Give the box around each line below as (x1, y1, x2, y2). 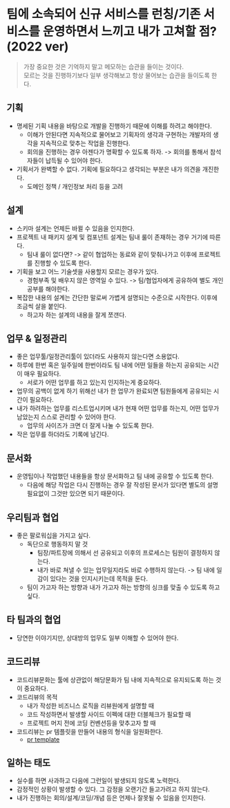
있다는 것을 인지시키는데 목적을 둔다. (50, 575, 148, 582)
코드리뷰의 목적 (16, 692, 58, 701)
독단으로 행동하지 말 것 (26, 540, 88, 548)
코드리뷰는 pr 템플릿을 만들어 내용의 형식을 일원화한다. (16, 727, 163, 735)
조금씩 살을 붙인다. (16, 302, 67, 310)
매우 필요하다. (23, 369, 61, 378)
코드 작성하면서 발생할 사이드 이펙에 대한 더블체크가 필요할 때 (26, 710, 191, 718)
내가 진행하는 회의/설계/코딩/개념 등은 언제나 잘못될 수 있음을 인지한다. (16, 793, 206, 802)
